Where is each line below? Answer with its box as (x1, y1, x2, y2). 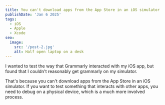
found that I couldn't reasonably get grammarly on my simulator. (5, 68, 137, 74)
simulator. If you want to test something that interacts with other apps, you (5, 83, 158, 89)
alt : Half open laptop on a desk (14, 49, 84, 54)
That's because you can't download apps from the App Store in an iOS (5, 78, 151, 84)
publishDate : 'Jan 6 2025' (5, 12, 61, 17)
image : (9, 40, 23, 45)
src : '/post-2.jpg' (14, 44, 55, 49)
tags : (5, 16, 16, 21)
